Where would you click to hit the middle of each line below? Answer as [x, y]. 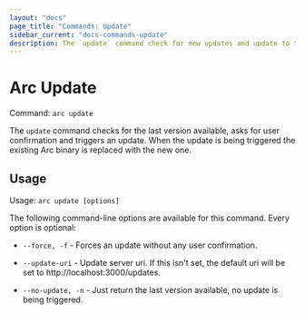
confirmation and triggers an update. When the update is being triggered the [152, 141]
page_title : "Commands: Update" [70, 26]
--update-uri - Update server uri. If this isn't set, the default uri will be [154, 263]
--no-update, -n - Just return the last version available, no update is [150, 290]
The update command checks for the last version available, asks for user [145, 131]
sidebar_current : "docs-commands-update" [89, 34]
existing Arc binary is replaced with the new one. [101, 150]
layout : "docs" [38, 18]
